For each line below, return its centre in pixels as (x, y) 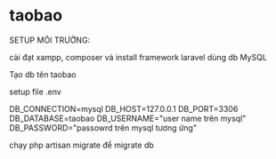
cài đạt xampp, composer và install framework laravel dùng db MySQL (138, 57)
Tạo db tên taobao (43, 74)
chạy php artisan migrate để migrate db (81, 145)
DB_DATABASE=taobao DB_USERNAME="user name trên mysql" (128, 118)
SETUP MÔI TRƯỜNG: (50, 40)
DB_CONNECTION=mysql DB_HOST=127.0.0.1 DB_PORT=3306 (124, 108)
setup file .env (36, 91)
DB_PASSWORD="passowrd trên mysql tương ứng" (103, 127)
